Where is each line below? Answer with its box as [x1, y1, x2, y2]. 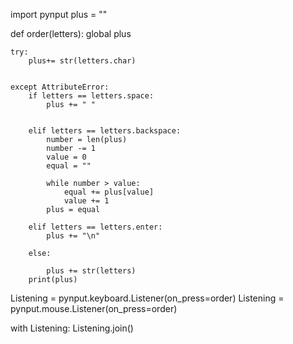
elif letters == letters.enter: [28, 222, 163, 232]
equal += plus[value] [63, 187, 155, 197]
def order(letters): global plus [10, 28, 132, 39]
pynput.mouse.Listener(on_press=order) [10, 303, 178, 314]
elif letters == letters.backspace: [28, 126, 182, 136]
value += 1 [63, 196, 110, 206]
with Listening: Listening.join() [10, 322, 134, 334]
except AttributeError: [10, 82, 110, 92]
